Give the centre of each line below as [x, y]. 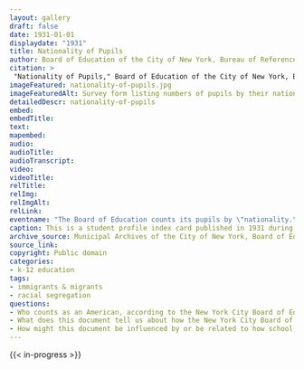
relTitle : [28, 186]
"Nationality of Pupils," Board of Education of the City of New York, [151, 77]
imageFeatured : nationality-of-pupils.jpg [90, 85]
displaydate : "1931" [48, 43]
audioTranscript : [42, 161]
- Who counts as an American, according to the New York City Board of [147, 312]
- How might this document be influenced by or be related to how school [152, 329]
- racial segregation [50, 295]
